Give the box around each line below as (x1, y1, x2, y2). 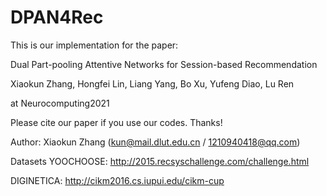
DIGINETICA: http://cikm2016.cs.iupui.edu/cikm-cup (10, 174, 225, 186)
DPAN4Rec (10, 6, 104, 29)
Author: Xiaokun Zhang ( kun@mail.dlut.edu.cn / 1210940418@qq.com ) (10, 136, 301, 148)
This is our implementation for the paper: (10, 39, 179, 51)
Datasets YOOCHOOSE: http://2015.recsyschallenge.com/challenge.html (10, 155, 310, 167)
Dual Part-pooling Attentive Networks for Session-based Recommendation (10, 58, 318, 70)
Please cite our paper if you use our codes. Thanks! (10, 116, 223, 128)
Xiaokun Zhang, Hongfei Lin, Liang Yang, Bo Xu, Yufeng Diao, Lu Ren (10, 77, 295, 90)
